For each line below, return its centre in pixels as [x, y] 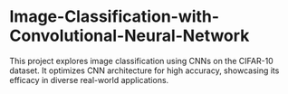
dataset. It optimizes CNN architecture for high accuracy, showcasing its [144, 70]
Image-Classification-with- [115, 17]
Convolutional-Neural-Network [130, 36]
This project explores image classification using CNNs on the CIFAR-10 [141, 61]
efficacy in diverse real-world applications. [89, 80]
